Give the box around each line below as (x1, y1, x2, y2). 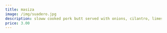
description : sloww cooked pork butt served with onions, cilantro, (5, 16, 150, 21)
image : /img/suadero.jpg (5, 12, 57, 16)
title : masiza (5, 7, 35, 12)
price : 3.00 (5, 20, 30, 26)
